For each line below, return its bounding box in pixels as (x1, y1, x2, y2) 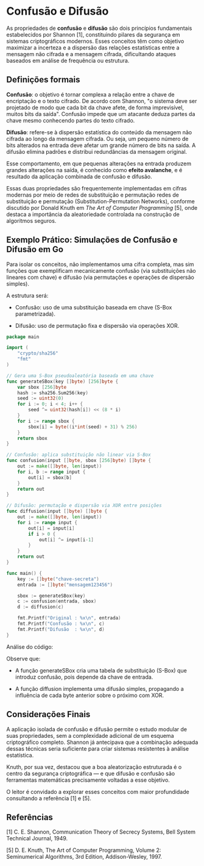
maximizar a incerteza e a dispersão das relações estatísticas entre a (6, 44, 180, 51)
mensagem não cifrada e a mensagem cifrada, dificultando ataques (6, 50, 177, 57)
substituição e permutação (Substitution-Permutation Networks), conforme (6, 197, 195, 205)
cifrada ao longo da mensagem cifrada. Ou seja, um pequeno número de (6, 135, 189, 142)
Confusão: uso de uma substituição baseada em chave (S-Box (15, 303, 172, 311)
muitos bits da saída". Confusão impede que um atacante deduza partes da (6, 110, 195, 117)
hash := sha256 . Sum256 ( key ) (17, 389, 88, 396)
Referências (6, 812, 54, 822)
